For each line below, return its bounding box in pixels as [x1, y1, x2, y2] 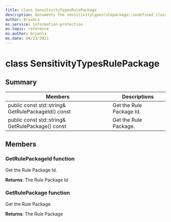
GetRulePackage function [5, 189, 70, 197]
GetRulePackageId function [5, 155, 75, 162]
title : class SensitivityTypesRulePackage [5, 7, 97, 13]
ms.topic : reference [5, 26, 49, 32]
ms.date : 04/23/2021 [5, 36, 49, 41]
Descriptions [122, 93, 154, 100]
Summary [5, 78, 37, 87]
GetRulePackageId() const [8, 108, 71, 115]
